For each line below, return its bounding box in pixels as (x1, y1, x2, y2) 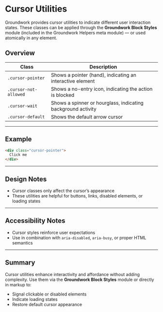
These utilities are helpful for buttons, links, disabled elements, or (12, 193, 143, 198)
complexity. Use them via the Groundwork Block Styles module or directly (5, 277, 154, 282)
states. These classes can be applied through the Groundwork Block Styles (5, 24, 157, 30)
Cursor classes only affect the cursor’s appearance (12, 188, 115, 194)
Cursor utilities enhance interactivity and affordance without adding (5, 271, 140, 277)
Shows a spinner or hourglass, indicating (50, 99, 144, 106)
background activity (50, 105, 97, 112)
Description (89, 63, 117, 70)
